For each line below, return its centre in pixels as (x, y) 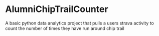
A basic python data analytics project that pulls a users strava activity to (79, 23)
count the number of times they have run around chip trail (65, 28)
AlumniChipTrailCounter (57, 9)
